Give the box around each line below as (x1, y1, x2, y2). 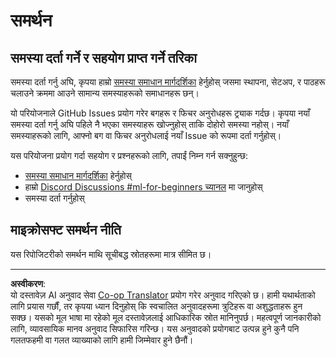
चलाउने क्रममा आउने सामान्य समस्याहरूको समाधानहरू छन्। (10, 87, 200, 99)
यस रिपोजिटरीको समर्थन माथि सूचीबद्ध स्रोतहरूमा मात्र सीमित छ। (10, 248, 212, 260)
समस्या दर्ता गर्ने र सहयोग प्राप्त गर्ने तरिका (10, 49, 197, 66)
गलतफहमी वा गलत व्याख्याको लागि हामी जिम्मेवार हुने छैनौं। (10, 334, 194, 346)
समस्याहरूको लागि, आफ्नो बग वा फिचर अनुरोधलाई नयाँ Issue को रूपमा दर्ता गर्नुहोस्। (10, 130, 282, 141)
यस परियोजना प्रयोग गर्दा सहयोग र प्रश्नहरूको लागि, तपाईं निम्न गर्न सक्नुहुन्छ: (10, 150, 249, 161)
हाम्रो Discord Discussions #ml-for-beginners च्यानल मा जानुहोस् (24, 181, 263, 193)
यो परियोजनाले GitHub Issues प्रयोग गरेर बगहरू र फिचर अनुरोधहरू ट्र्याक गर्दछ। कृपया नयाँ (10, 107, 310, 119)
